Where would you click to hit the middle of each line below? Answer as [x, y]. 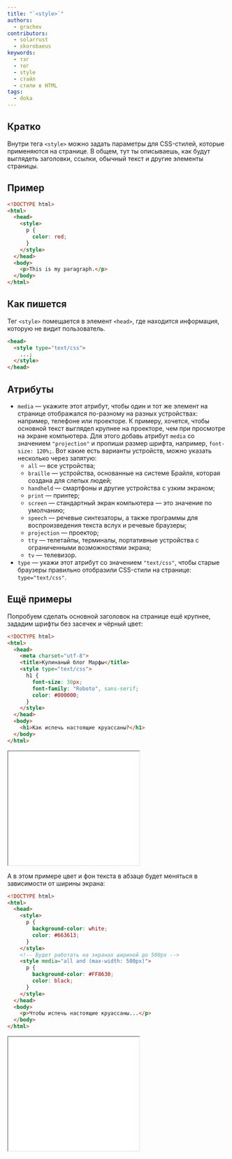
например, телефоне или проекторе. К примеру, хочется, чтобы [113, 421]
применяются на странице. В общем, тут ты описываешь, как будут [109, 151]
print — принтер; [54, 495]
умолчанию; [46, 510]
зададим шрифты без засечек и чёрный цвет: [75, 624]
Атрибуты [30, 389]
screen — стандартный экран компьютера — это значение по [120, 503]
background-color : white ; [70, 929]
